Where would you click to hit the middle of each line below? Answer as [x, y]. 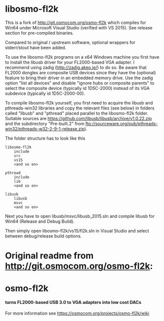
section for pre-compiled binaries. [39, 33]
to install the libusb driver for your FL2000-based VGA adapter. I [70, 62]
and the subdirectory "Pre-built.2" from [45, 124]
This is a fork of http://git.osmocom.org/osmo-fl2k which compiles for [76, 22]
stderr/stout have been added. [36, 47]
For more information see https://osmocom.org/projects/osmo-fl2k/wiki [77, 313]
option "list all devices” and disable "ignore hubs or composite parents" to [80, 83]
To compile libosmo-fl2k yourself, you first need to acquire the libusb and [79, 103]
